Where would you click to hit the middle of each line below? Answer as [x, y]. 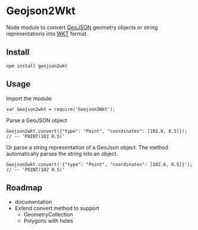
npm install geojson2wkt [37, 66]
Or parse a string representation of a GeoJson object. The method [87, 147]
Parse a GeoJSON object [37, 120]
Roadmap [24, 188]
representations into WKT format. [47, 33]
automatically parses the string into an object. [62, 154]
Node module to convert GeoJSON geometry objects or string [82, 27]
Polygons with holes [48, 221]
